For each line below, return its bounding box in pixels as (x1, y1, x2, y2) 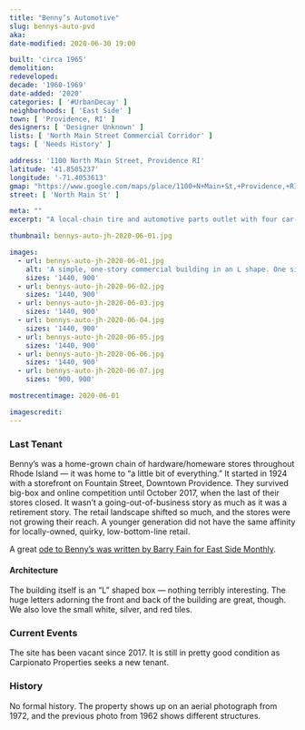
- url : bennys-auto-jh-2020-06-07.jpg (17, 366, 165, 376)
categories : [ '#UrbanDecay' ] (9, 97, 128, 106)
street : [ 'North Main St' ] (9, 190, 120, 199)
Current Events (9, 627, 78, 640)
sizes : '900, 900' (25, 375, 95, 384)
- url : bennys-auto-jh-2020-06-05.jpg (17, 332, 165, 341)
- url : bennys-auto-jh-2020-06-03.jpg (17, 299, 165, 308)
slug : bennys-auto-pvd (9, 22, 95, 31)
